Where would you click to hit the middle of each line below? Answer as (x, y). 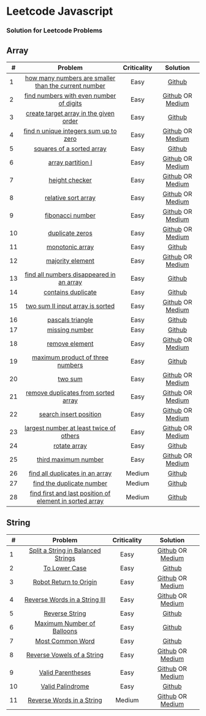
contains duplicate (70, 292)
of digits (70, 103)
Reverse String (65, 613)
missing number (70, 330)
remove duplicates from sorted (70, 392)
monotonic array (70, 247)
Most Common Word (65, 641)
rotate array (70, 445)
